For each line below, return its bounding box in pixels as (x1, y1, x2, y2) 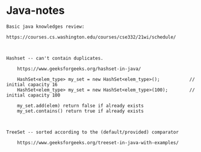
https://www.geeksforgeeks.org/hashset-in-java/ (17, 66, 141, 72)
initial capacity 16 (6, 81, 58, 87)
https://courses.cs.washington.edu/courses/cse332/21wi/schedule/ (6, 34, 176, 40)
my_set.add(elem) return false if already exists (17, 103, 144, 109)
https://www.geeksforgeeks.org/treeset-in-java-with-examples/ (17, 139, 179, 145)
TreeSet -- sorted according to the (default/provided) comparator (6, 129, 179, 135)
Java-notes (6, 4, 65, 17)
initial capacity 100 (6, 92, 61, 98)
